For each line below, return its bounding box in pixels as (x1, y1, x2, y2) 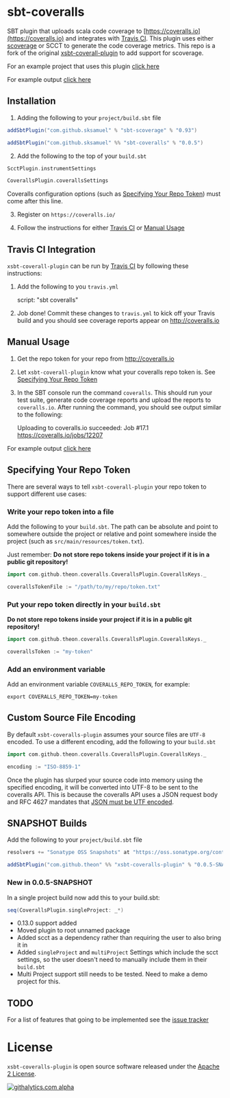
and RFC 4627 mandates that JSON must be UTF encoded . (7, 798, 175, 806)
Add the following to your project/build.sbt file (7, 836, 142, 844)
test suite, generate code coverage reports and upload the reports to (16, 396, 211, 404)
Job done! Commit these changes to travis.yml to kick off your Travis (16, 309, 216, 317)
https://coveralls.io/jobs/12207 (16, 431, 103, 439)
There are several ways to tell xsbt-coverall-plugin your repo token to (7, 482, 207, 491)
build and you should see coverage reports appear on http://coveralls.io (16, 317, 220, 325)
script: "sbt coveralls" (16, 296, 79, 304)
